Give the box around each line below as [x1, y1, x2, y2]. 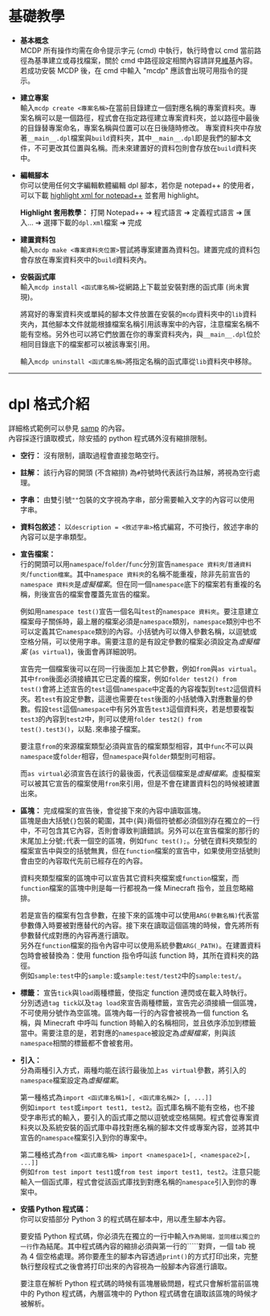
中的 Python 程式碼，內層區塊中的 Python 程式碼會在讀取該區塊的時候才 [19, 1289, 259, 1298]
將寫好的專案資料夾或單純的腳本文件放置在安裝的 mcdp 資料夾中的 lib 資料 [19, 309, 257, 319]
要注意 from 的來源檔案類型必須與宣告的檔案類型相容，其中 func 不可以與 [19, 741, 254, 751]
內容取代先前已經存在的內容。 [47, 856, 147, 865]
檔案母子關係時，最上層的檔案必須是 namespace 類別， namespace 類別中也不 [19, 617, 261, 626]
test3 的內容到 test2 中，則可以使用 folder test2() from [19, 714, 202, 724]
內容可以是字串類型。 [19, 532, 91, 542]
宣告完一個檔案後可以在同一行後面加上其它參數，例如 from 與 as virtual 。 [19, 663, 261, 673]
